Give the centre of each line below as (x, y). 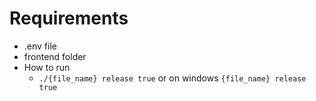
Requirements (69, 18)
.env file (40, 46)
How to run (47, 67)
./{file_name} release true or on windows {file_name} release (172, 78)
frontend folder (55, 56)
